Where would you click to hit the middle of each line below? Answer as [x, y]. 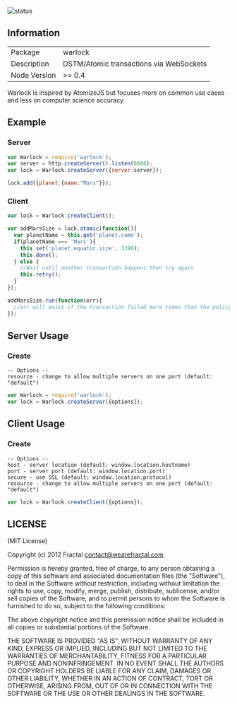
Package [25, 52]
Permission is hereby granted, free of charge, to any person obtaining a [111, 569]
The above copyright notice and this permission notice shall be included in [115, 620]
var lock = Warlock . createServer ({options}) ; [75, 402]
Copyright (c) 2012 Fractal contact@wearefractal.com [85, 554]
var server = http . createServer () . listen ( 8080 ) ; [80, 164]
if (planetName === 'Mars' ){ [55, 242]
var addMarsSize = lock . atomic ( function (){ [72, 229]
